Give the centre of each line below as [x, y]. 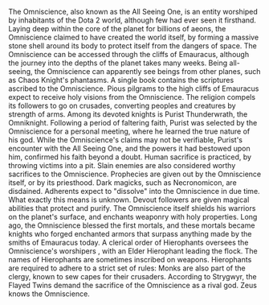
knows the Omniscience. [49, 294]
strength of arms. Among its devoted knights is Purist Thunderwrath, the [128, 114]
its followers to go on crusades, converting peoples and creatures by [122, 105]
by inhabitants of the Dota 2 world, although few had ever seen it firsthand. [132, 20]
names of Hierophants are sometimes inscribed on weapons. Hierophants [130, 260]
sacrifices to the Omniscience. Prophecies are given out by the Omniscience [135, 174]
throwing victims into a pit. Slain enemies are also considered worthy [122, 165]
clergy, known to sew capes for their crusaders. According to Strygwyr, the [132, 276]
